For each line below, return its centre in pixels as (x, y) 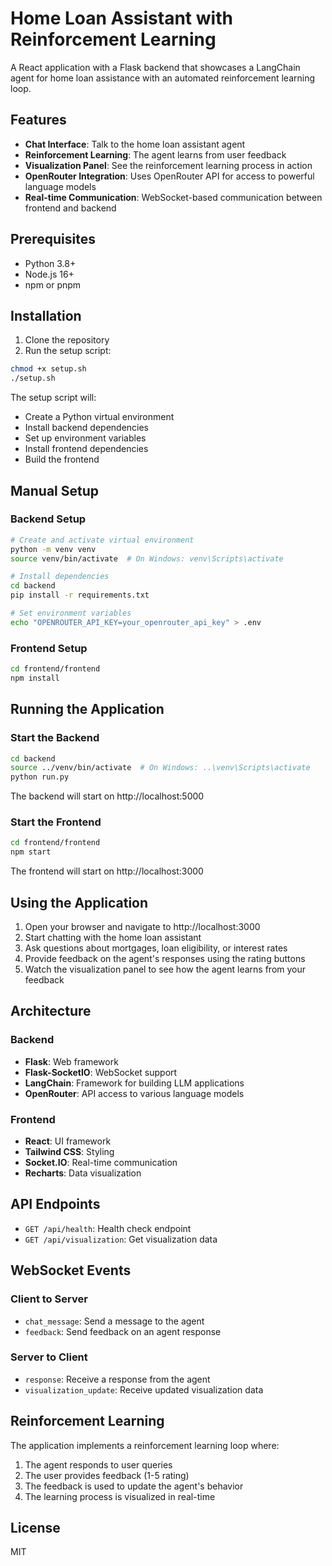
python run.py (40, 777)
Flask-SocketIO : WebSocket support (101, 1072)
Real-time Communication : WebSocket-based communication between (173, 197)
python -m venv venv (53, 549)
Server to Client (49, 1357)
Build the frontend (62, 459)
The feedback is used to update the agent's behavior (134, 1486)
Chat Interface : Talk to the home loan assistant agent (135, 144)
